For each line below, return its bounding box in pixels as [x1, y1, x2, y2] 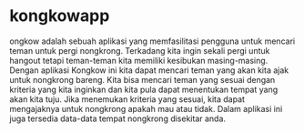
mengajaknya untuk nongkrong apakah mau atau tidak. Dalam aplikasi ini [9, 103, 283, 114]
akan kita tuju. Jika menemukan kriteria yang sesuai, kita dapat [9, 93, 246, 105]
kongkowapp [9, 5, 110, 26]
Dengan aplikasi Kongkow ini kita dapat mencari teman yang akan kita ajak [9, 65, 289, 76]
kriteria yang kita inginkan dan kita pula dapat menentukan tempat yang [9, 84, 279, 95]
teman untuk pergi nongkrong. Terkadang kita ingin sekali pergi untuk [9, 45, 270, 56]
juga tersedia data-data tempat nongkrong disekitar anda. [9, 113, 226, 124]
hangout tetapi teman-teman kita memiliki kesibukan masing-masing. [9, 55, 269, 66]
